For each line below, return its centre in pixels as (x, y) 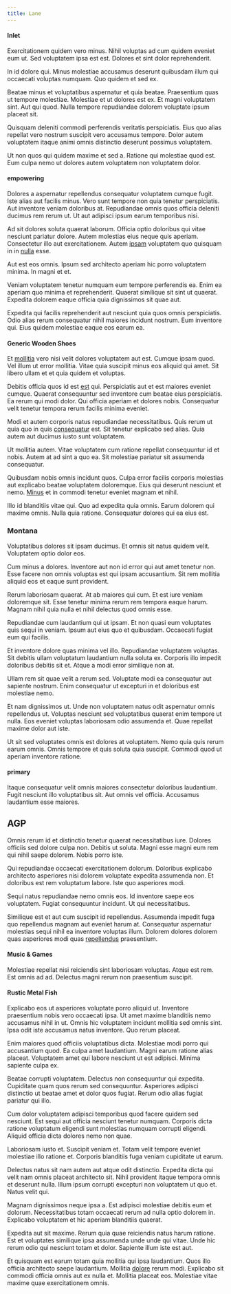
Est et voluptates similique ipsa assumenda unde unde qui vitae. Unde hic (111, 1240)
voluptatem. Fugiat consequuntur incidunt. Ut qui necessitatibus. (99, 903)
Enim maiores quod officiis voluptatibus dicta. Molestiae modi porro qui (108, 1043)
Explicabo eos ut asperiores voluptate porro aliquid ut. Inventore (98, 1008)
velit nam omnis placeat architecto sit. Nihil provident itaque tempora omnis (114, 1177)
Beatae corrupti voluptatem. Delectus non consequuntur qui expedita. (106, 1079)
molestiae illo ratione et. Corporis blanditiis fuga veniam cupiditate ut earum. (115, 1156)
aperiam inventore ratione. (44, 756)
